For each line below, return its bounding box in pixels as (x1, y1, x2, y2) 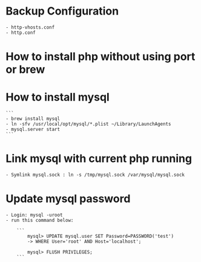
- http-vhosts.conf (5, 24, 55, 30)
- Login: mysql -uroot (5, 212, 63, 218)
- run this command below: (5, 217, 74, 223)
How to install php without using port (5, 50, 196, 64)
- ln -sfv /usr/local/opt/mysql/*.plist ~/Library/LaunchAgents (5, 121, 171, 127)
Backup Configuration (5, 4, 119, 18)
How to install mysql (5, 90, 110, 104)
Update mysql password (5, 192, 131, 206)
